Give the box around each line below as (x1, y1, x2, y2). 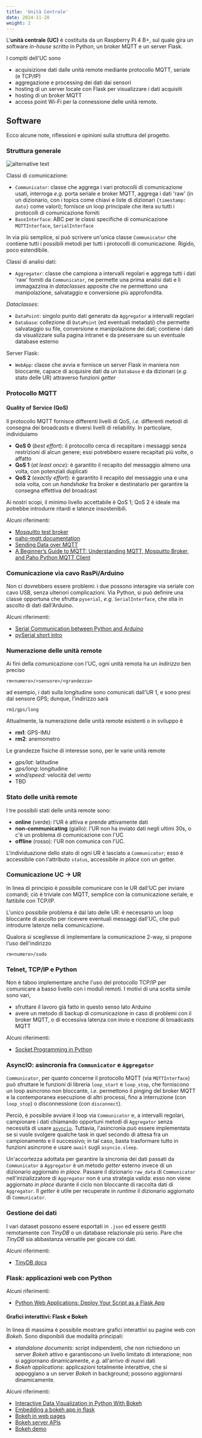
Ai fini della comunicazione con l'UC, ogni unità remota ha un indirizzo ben (6, 660, 191, 667)
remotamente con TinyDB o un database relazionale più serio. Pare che (6, 1229, 183, 1236)
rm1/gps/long (6, 707, 39, 713)
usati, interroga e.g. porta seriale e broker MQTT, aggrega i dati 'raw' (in (14, 190, 194, 198)
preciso (6, 667, 25, 674)
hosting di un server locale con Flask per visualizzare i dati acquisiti (14, 86, 182, 93)
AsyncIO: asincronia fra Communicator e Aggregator (6, 1061, 155, 1069)
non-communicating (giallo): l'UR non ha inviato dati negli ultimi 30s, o (14, 824, 191, 832)
